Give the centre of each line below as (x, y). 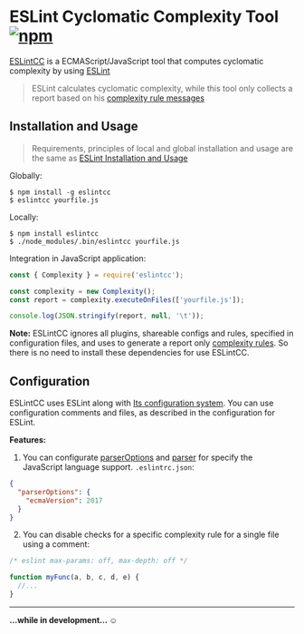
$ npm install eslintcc (54, 233)
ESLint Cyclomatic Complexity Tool (144, 17)
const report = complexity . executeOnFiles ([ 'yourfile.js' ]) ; (127, 300)
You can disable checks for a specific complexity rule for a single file (151, 535)
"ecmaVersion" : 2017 (64, 501)
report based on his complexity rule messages (118, 98)
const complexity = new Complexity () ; (82, 291)
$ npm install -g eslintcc (60, 192)
